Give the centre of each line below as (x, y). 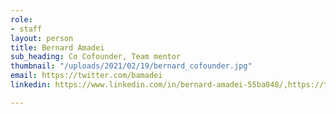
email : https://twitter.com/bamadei (86, 76)
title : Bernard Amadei (57, 47)
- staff (26, 29)
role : (21, 19)
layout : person (42, 38)
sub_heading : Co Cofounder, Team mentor (96, 57)
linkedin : (31, 85)
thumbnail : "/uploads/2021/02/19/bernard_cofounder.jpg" (131, 66)
